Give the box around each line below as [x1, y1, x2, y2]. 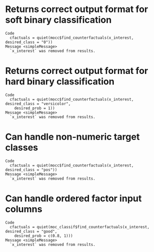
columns [5, 204, 43, 215]
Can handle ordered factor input [5, 193, 142, 204]
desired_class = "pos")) [5, 167, 57, 172]
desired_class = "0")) [5, 39, 53, 45]
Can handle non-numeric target [5, 131, 140, 143]
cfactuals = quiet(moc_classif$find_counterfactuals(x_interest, [10, 224, 150, 229]
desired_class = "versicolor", [5, 101, 71, 106]
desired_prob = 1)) [14, 106, 55, 111]
